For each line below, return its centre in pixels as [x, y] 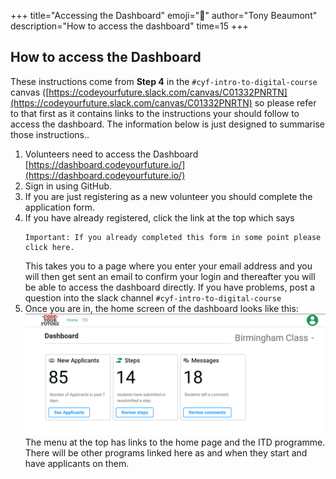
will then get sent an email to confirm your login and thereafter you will [170, 276]
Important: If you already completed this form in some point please [173, 237]
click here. [49, 247]
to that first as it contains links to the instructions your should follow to [155, 113]
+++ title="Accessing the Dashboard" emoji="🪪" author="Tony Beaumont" [164, 15]
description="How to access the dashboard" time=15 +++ [129, 26]
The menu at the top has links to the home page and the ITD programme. [175, 442]
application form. [60, 207]
